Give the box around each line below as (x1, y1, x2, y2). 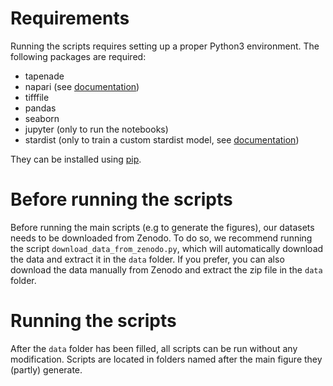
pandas (24, 102, 57, 114)
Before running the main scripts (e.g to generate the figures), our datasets (10, 221, 315, 233)
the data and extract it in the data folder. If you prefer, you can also (10, 253, 285, 265)
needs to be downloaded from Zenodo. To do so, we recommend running (10, 232, 313, 244)
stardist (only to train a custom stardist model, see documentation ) (24, 133, 300, 146)
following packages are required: (10, 50, 147, 62)
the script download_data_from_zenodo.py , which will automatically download (10, 242, 324, 254)
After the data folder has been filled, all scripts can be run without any (10, 342, 298, 354)
